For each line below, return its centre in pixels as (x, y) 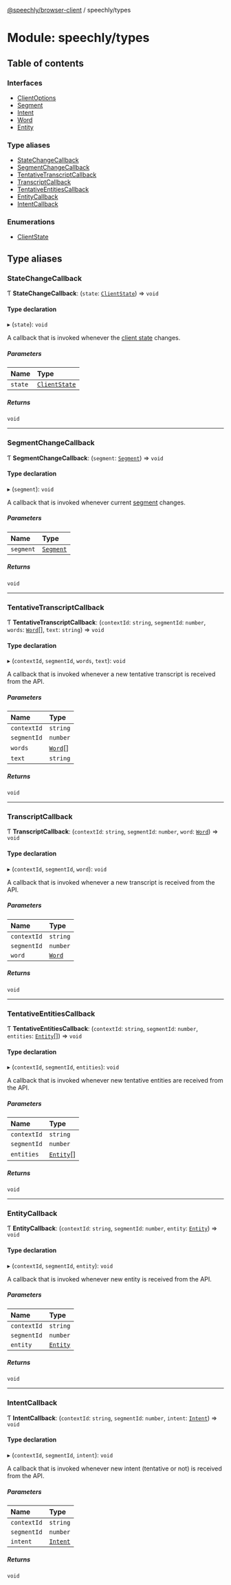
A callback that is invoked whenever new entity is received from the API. (109, 1279)
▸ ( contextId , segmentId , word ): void (57, 869)
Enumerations (31, 222)
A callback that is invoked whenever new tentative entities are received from (115, 1081)
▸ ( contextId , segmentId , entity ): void (60, 1266)
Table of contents (45, 63)
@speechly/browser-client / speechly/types (69, 10)
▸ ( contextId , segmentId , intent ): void (60, 1455)
